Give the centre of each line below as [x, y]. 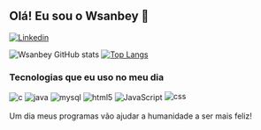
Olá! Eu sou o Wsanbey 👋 [79, 16]
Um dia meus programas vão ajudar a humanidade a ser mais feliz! [130, 116]
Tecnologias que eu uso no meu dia [87, 77]
